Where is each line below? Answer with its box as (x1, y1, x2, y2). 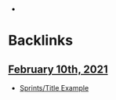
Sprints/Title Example (19, 84, 89, 92)
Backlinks (8, 32, 74, 49)
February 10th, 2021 (8, 62, 108, 76)
